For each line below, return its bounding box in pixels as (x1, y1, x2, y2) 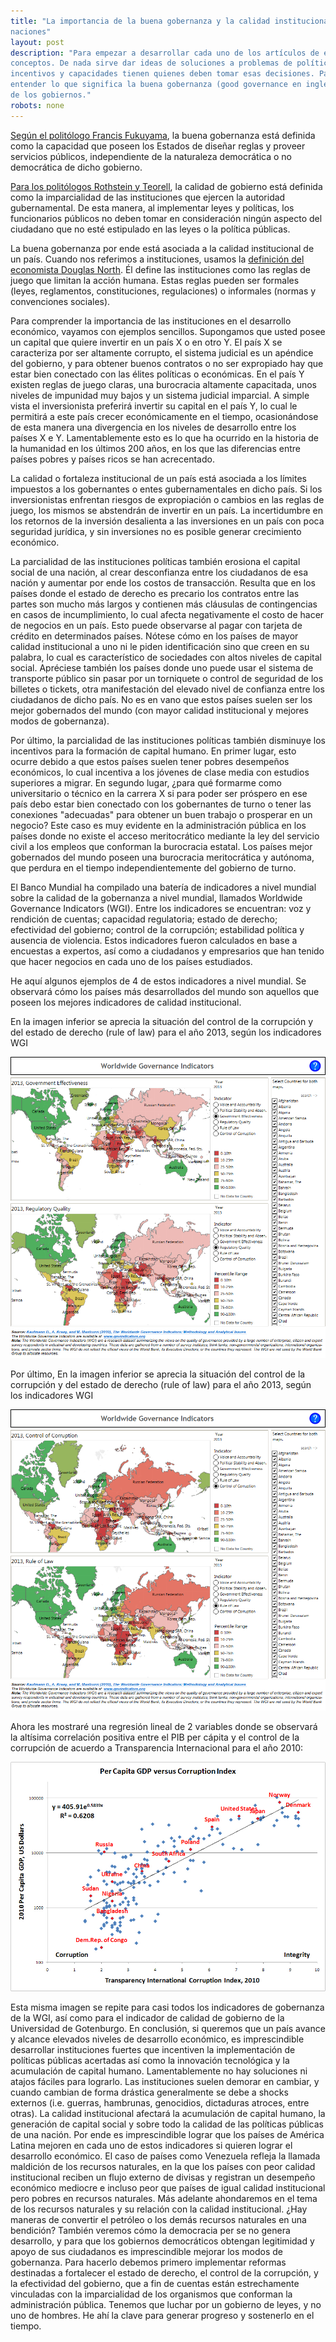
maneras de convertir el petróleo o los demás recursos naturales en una (10, 2214, 307, 2226)
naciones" (10, 26, 52, 37)
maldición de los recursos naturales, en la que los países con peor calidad (10, 2161, 316, 2173)
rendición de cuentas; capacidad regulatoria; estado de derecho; (10, 913, 278, 925)
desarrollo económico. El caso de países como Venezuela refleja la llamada (10, 2150, 321, 2162)
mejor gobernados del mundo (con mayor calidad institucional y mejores (10, 704, 309, 716)
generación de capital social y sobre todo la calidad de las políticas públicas (10, 2118, 324, 2130)
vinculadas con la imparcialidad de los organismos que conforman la (10, 2288, 293, 2300)
